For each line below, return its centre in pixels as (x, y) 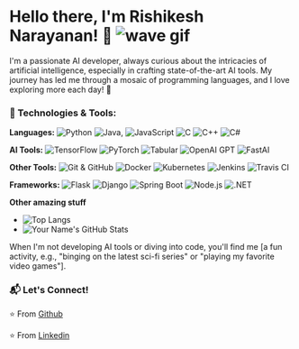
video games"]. (38, 266)
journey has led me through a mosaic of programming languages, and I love (149, 79)
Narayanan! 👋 (61, 36)
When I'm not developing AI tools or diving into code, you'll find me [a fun (146, 247)
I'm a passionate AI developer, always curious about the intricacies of (138, 60)
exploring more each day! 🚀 (60, 89)
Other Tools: (33, 168)
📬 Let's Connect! (49, 290)
